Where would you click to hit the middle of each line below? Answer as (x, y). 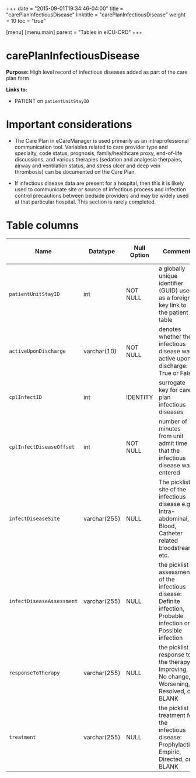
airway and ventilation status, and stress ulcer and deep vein (87, 166)
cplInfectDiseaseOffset (42, 447)
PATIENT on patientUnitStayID (52, 101)
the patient (173, 312)
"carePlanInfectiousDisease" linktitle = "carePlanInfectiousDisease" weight (96, 15)
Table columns (42, 226)
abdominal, (174, 518)
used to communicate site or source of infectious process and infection (100, 189)
